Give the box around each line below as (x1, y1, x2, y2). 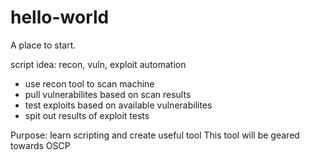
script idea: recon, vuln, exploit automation (10, 58, 187, 70)
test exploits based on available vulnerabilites (24, 99, 213, 111)
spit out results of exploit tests (24, 109, 150, 121)
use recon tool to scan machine (24, 77, 155, 90)
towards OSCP (10, 139, 71, 151)
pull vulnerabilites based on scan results (24, 88, 192, 100)
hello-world (10, 6, 110, 29)
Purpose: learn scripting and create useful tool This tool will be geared (10, 129, 300, 141)
